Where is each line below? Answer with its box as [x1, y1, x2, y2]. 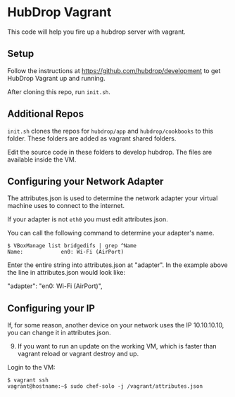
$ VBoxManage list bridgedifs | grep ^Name [7, 242, 137, 249]
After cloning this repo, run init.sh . [7, 87, 111, 96]
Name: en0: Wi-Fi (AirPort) [7, 249, 125, 256]
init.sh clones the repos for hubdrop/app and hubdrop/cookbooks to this [7, 126, 213, 135]
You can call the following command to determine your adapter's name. [7, 229, 215, 237]
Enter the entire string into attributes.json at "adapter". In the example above [7, 261, 228, 269]
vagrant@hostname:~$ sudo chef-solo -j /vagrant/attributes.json [7, 383, 203, 390]
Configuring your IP [7, 302, 95, 314]
